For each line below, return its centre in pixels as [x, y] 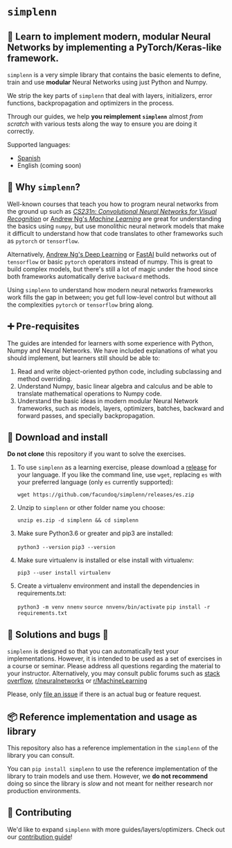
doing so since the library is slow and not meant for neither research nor [110, 783]
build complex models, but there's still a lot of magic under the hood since [113, 269]
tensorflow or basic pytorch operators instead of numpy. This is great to [110, 262]
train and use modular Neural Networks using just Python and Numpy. [107, 82]
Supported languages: [39, 145]
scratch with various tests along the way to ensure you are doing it [102, 124]
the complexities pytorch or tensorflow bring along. [80, 305]
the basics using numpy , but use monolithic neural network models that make [116, 226]
